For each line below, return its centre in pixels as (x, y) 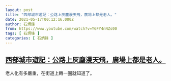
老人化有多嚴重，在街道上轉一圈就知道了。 (50, 73)
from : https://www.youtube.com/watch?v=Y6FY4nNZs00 (61, 29)
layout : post (19, 10)
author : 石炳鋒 (20, 24)
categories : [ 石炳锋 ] (29, 38)
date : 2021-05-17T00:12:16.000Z (39, 19)
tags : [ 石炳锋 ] (22, 33)
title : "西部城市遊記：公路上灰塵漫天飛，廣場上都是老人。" (61, 15)
